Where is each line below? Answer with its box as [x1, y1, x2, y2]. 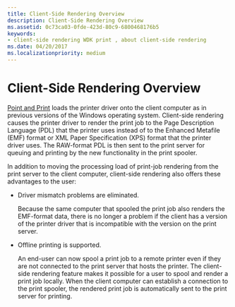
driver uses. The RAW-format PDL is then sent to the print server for [7, 140, 205, 149]
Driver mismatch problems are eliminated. [17, 191, 140, 199]
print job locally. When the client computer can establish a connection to [17, 277, 229, 285]
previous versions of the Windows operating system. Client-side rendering [7, 111, 224, 119]
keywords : [7, 30, 37, 37]
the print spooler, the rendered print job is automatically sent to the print [17, 284, 227, 293]
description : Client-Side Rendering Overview [7, 17, 143, 24]
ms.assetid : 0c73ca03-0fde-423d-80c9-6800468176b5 [7, 23, 159, 30]
